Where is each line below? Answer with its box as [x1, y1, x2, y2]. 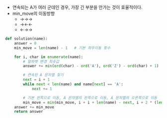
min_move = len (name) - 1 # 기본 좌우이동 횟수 [14, 45, 111, 51]
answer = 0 [14, 41, 37, 46]
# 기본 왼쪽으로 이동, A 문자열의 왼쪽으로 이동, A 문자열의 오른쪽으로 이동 [23, 95, 158, 100]
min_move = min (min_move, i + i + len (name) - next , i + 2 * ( [23, 100, 157, 105]
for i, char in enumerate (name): [14, 54, 83, 59]
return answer [14, 109, 43, 114]
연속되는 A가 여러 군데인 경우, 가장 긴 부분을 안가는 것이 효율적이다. [12, 4, 143, 10]
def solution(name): [5, 36, 48, 41]
